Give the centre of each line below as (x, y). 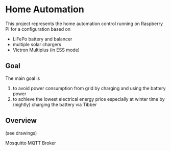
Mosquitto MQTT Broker (31, 143)
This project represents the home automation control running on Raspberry (84, 24)
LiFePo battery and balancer (42, 39)
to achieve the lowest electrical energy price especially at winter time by (89, 99)
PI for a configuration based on (38, 29)
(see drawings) (21, 133)
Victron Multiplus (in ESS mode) (46, 50)
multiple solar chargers (37, 44)
